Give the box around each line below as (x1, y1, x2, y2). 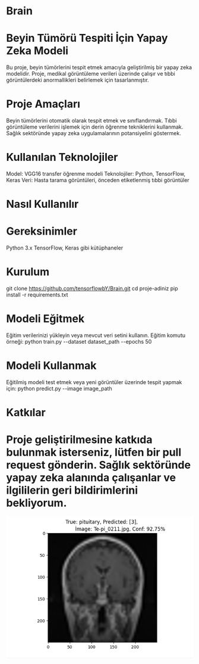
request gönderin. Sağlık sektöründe (6, 459, 191, 472)
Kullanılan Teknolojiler (6, 151, 118, 164)
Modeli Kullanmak (6, 359, 97, 373)
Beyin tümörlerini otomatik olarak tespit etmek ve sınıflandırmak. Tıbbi (6, 117, 177, 124)
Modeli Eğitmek (6, 312, 85, 326)
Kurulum (6, 265, 50, 279)
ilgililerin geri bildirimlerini (6, 484, 138, 497)
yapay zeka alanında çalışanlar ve (6, 471, 176, 485)
